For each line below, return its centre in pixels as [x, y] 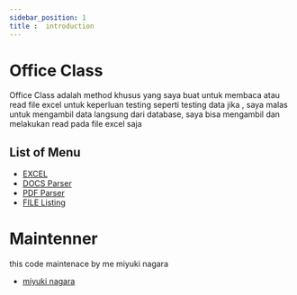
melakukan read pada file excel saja [76, 124]
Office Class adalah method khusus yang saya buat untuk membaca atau [145, 95]
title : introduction [52, 26]
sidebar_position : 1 [48, 18]
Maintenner [54, 239]
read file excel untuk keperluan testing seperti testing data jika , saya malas [148, 105]
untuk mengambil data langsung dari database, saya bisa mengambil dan [145, 114]
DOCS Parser [47, 183]
